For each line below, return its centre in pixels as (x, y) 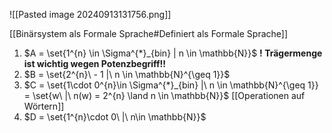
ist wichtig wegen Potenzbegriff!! (95, 63)
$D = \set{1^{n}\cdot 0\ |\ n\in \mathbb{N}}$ (115, 117)
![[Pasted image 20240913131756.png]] (90, 14)
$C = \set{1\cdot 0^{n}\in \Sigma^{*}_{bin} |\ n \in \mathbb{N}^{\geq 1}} (171, 85)
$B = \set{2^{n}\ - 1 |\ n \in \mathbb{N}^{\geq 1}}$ (127, 74)
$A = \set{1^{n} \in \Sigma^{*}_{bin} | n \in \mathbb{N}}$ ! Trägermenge (173, 53)
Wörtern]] (44, 106)
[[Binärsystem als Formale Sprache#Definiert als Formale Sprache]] (149, 33)
